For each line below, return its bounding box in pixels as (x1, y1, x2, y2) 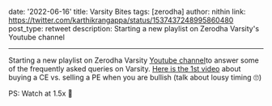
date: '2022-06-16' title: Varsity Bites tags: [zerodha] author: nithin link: (8, 7, 246, 16)
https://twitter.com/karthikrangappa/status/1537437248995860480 (8, 15, 234, 25)
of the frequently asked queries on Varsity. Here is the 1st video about (8, 64, 241, 73)
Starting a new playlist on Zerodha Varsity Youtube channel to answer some (8, 55, 259, 65)
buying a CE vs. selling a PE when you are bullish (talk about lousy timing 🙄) (8, 72, 262, 82)
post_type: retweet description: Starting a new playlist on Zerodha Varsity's (8, 24, 260, 33)
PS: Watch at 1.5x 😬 (8, 88, 73, 98)
